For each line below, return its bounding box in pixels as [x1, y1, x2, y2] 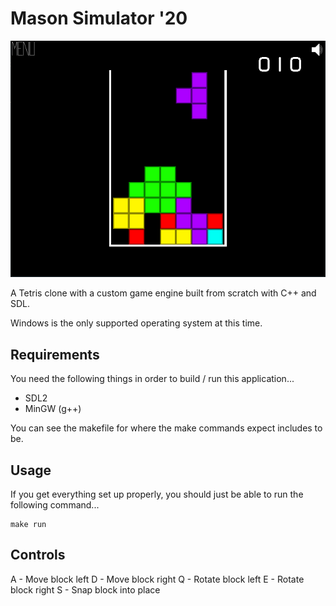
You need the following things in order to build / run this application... [10, 373, 295, 385]
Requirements [10, 346, 100, 363]
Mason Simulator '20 [10, 7, 188, 30]
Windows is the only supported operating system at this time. [10, 317, 263, 329]
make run [10, 519, 47, 529]
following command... [10, 498, 100, 511]
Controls [10, 547, 66, 564]
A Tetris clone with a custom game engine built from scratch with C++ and [10, 287, 317, 299]
